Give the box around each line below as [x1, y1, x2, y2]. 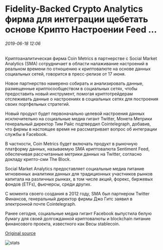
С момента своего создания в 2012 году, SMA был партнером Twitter [5, 191, 150, 197]
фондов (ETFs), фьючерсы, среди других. [5, 181, 92, 187]
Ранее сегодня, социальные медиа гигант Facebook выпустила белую [5, 211, 152, 216]
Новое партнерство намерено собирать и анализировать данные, [5, 80, 144, 86]
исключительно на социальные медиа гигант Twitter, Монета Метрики [5, 116, 152, 122]
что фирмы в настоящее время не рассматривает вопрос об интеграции [5, 126, 157, 132]
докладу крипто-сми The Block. [5, 156, 71, 162]
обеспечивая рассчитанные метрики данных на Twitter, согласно [5, 151, 142, 157]
